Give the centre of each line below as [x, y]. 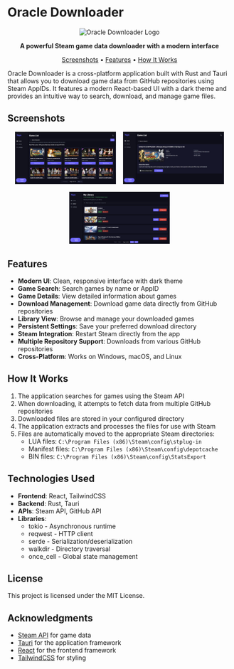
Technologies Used [51, 479]
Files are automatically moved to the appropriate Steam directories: [116, 434]
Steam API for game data [54, 635]
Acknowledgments [50, 618]
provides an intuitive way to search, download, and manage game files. [111, 96]
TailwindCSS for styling [52, 658]
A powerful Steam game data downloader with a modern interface [119, 46]
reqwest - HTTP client [61, 533]
